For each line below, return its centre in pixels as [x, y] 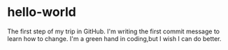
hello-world [42, 12]
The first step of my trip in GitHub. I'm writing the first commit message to [114, 31]
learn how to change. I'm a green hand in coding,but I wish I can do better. [114, 38]
